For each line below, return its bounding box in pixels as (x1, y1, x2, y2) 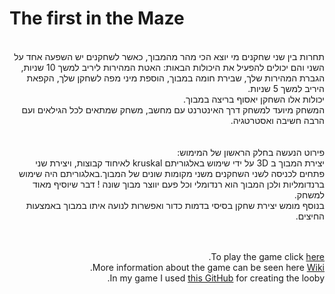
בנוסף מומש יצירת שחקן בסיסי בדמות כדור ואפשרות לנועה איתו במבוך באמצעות (25, 199, 325, 211)
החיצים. (295, 210, 325, 222)
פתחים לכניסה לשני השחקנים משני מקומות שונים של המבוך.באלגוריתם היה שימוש (18, 167, 325, 179)
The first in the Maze (9, 7, 185, 30)
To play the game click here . (208, 250, 325, 262)
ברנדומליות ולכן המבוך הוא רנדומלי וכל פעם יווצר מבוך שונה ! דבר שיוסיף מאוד (32, 178, 325, 190)
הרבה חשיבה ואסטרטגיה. (230, 114, 325, 126)
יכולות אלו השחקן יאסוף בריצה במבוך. (183, 93, 325, 105)
